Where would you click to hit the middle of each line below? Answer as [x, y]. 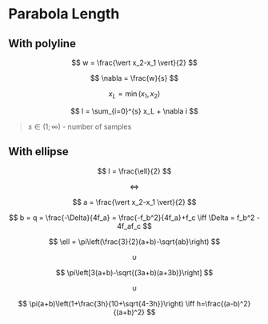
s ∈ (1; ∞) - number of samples [80, 126]
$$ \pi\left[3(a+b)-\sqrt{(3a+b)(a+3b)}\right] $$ [134, 272]
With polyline [42, 44]
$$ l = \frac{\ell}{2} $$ [134, 171]
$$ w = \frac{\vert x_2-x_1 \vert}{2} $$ [134, 62]
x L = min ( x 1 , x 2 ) [134, 94]
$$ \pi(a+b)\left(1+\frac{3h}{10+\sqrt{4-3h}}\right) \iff [106, 303]
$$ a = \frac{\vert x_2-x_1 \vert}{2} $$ [134, 202]
